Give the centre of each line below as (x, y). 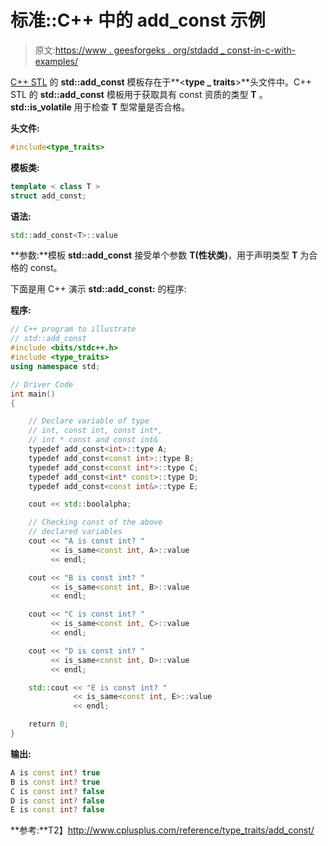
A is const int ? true (55, 772)
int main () (33, 394)
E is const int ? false (57, 810)
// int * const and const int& (93, 440)
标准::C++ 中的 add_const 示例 (138, 20)
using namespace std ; (55, 366)
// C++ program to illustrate (73, 329)
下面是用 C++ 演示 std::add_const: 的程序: (98, 289)
